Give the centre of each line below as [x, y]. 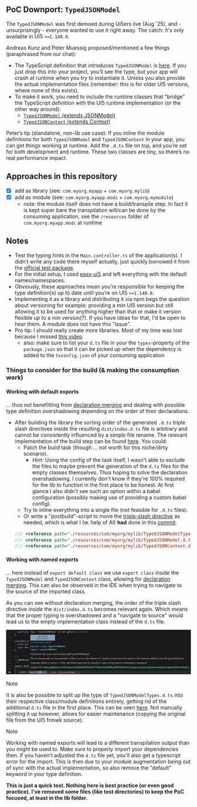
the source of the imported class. [46, 591]
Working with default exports [43, 392]
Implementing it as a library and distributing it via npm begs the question [102, 299]
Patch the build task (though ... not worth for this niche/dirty [96, 447]
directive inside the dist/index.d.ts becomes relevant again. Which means [97, 609]
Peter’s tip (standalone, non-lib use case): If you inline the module [86, 133]
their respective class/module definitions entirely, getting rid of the [86, 701]
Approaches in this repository [62, 177]
